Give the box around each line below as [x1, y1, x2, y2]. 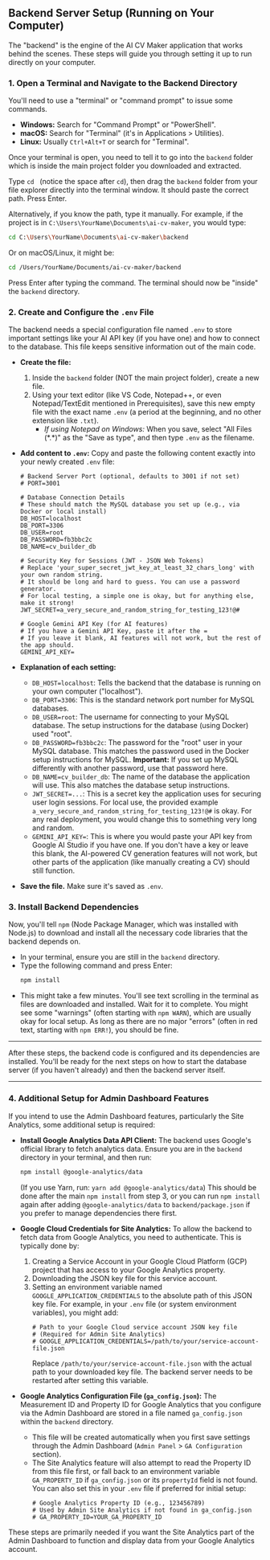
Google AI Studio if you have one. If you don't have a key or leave [31, 840, 249, 850]
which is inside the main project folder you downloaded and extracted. [8, 161, 242, 171]
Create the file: [19, 358, 72, 367]
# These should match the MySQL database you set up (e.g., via [19, 501, 240, 509]
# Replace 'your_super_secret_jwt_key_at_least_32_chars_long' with [19, 564, 255, 572]
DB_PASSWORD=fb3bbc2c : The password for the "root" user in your [31, 738, 243, 747]
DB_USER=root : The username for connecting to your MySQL [31, 712, 230, 722]
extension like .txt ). [31, 416, 99, 425]
